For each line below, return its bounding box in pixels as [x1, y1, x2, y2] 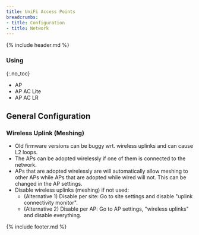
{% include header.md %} [6, 42, 70, 49]
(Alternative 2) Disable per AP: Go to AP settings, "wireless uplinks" [23, 205, 189, 212]
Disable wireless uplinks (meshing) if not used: [14, 186, 129, 193]
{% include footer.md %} [6, 223, 67, 230]
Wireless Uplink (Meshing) [6, 129, 85, 137]
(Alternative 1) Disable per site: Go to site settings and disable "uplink [23, 193, 193, 200]
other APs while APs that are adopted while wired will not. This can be [14, 174, 187, 181]
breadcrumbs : [6, 14, 39, 20]
